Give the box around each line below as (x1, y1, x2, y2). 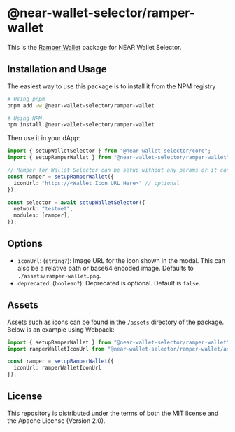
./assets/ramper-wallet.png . (17, 271, 101, 280)
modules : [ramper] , (13, 212, 71, 219)
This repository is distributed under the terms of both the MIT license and (7, 409, 219, 417)
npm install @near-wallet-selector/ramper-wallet (7, 121, 155, 128)
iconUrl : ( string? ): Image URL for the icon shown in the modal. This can (17, 256, 226, 264)
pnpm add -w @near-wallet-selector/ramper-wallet (7, 102, 155, 109)
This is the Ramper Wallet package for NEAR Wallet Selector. (7, 43, 182, 51)
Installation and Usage (7, 63, 107, 75)
